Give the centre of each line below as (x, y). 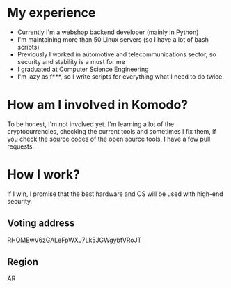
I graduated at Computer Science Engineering (83, 69)
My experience (51, 13)
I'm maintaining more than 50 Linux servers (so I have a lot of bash (113, 39)
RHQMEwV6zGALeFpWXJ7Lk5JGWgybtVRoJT (74, 240)
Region (23, 262)
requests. (21, 146)
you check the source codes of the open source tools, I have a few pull (109, 139)
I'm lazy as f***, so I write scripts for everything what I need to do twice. (121, 76)
